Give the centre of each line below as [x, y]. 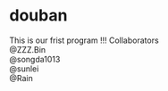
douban [38, 16]
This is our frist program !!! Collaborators [84, 40]
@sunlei [24, 69]
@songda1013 [35, 59]
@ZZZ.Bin [28, 49]
